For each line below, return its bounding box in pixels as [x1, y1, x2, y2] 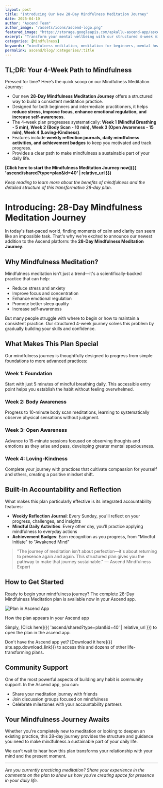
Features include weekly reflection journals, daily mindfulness [12, 135, 140, 141]
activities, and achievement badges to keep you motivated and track [12, 140, 152, 146]
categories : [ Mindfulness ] [5, 39, 60, 44]
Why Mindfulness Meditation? [5, 257, 98, 266]
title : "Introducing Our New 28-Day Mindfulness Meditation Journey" [5, 12, 149, 17]
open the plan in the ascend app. [5, 629, 71, 635]
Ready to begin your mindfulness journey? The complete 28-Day [5, 591, 134, 597]
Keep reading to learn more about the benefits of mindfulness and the [5, 180, 146, 185]
